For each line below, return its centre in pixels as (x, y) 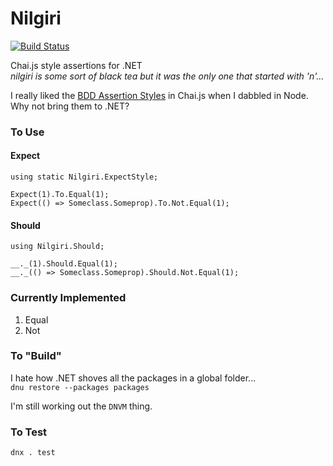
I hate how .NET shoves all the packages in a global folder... (133, 378)
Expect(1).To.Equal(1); (60, 195)
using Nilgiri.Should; (57, 247)
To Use (27, 132)
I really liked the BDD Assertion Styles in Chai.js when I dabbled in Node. (159, 95)
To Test (29, 432)
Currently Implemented (68, 298)
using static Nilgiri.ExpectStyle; (84, 177)
